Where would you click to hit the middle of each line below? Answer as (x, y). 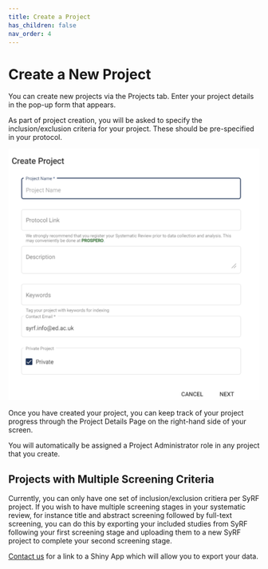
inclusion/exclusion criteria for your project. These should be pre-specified (131, 129)
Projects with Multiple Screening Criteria (111, 479)
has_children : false (43, 25)
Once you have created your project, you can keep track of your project (126, 413)
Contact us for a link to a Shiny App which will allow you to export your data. (134, 556)
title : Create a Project (49, 17)
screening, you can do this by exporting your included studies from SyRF (128, 524)
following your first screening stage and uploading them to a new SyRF (125, 532)
